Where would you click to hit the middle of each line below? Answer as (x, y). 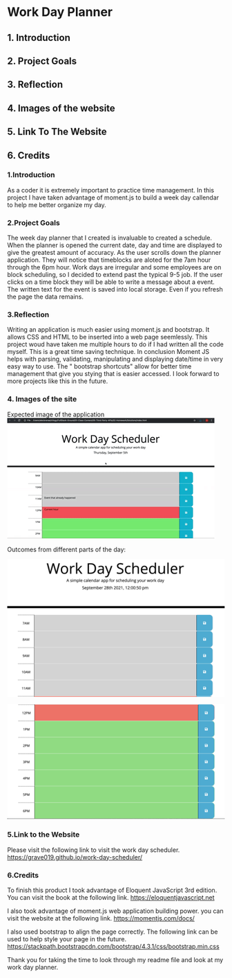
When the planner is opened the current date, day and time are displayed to (115, 245)
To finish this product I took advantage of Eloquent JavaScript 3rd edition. (112, 890)
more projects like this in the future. (58, 381)
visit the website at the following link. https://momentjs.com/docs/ (101, 918)
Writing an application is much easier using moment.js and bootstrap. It (108, 330)
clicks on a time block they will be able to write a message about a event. (111, 282)
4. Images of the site (42, 399)
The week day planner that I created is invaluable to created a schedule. (110, 238)
